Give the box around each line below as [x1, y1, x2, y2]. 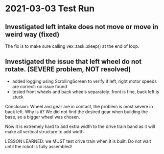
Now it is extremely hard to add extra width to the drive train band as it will [5, 123, 155, 129]
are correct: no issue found [12, 83, 67, 89]
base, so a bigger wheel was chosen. [5, 114, 80, 120]
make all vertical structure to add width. [5, 128, 85, 134]
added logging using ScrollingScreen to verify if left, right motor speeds [12, 78, 157, 84]
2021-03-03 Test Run [5, 3, 94, 14]
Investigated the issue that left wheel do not [5, 58, 142, 66]
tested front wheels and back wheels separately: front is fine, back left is [12, 89, 159, 94]
